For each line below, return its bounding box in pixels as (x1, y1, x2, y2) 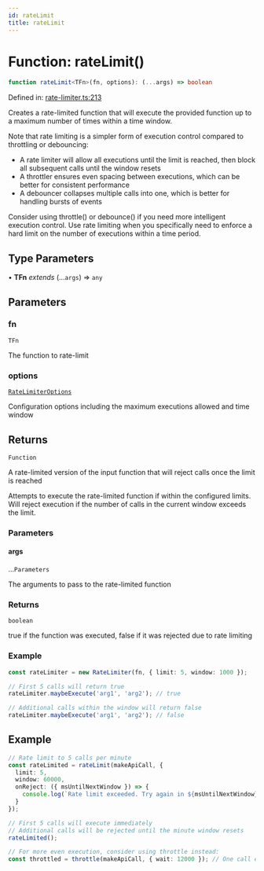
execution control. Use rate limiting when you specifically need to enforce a (8, 221, 253, 230)
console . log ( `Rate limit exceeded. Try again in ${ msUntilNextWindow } (22, 791, 258, 799)
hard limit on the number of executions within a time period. (8, 229, 202, 238)
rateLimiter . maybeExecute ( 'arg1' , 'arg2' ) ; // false (8, 711, 185, 719)
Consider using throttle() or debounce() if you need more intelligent (8, 212, 226, 222)
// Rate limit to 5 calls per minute (8, 754, 132, 762)
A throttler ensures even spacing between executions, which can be (19, 172, 240, 182)
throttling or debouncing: (8, 140, 89, 149)
